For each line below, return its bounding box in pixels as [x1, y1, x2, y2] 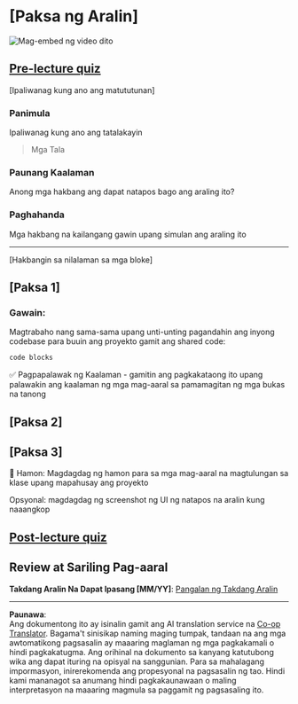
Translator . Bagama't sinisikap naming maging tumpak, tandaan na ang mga [9, 628, 286, 638]
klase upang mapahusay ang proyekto [9, 477, 149, 489]
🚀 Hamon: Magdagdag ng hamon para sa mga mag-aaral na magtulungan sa [9, 468, 289, 479]
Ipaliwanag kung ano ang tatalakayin [9, 127, 144, 138]
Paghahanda [9, 208, 65, 221]
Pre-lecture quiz [9, 61, 101, 76]
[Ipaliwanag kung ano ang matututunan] [9, 84, 155, 95]
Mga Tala [30, 145, 65, 155]
